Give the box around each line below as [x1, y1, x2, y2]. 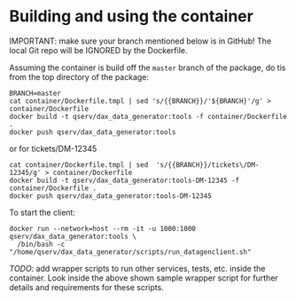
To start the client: [9, 207, 75, 218]
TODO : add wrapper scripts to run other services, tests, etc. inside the [9, 263, 266, 273]
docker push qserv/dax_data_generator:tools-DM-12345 [9, 191, 213, 201]
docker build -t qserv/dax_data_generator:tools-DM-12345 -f [9, 176, 240, 185]
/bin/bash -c [17, 240, 66, 249]
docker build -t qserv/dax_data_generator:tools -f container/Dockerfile [9, 112, 288, 121]
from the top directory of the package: [9, 71, 149, 82]
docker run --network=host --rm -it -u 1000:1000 [9, 224, 197, 233]
